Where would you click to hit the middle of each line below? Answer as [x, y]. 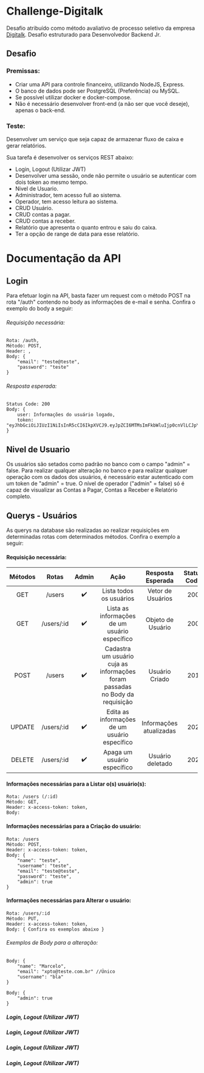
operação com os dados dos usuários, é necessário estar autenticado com [100, 477]
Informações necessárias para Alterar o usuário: [69, 900]
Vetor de [160, 591]
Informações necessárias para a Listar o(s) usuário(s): [76, 784]
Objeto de [160, 620]
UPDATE [22, 727]
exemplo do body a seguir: [40, 308]
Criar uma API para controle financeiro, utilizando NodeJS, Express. [100, 84]
